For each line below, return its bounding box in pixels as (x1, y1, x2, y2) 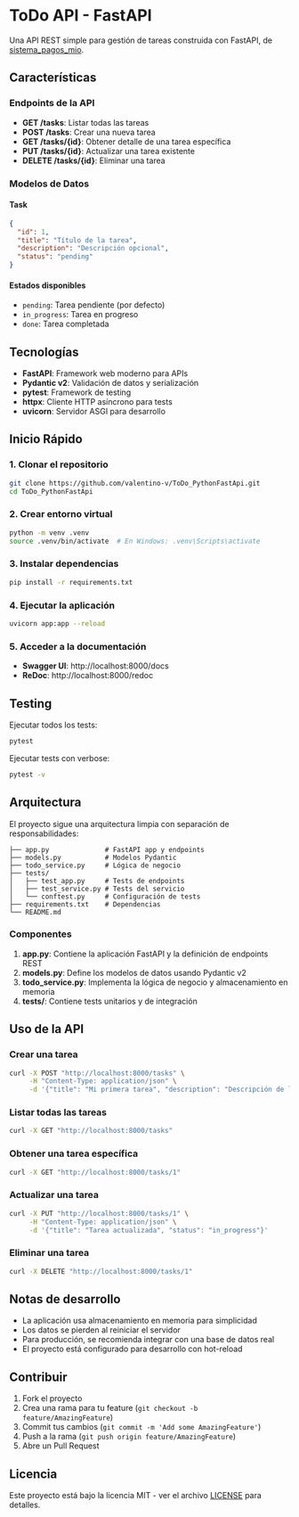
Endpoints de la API (9, 97, 95, 110)
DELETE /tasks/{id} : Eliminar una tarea (21, 155, 166, 166)
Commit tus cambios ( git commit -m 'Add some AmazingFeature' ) (21, 1422, 262, 1432)
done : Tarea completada (21, 318, 109, 330)
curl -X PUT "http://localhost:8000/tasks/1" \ (9, 1209, 190, 1218)
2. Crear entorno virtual (9, 508, 113, 521)
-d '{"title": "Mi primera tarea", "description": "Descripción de (28, 1085, 285, 1095)
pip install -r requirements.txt (9, 578, 133, 586)
